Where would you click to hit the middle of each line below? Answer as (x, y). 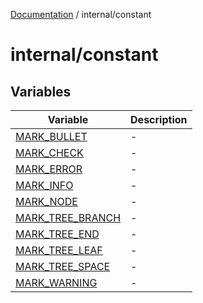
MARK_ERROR (49, 169)
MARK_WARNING (56, 282)
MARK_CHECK (49, 152)
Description (159, 119)
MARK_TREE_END (57, 234)
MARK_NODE (46, 201)
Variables (41, 91)
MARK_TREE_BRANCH (68, 217)
